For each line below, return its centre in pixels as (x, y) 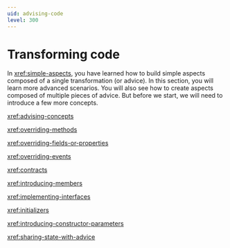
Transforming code (63, 54)
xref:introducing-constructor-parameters (65, 224)
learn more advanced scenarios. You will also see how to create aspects (110, 88)
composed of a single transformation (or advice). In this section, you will (110, 81)
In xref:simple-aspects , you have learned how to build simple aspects (106, 73)
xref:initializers (28, 210)
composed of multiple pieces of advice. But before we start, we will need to (115, 96)
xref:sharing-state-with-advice (51, 237)
